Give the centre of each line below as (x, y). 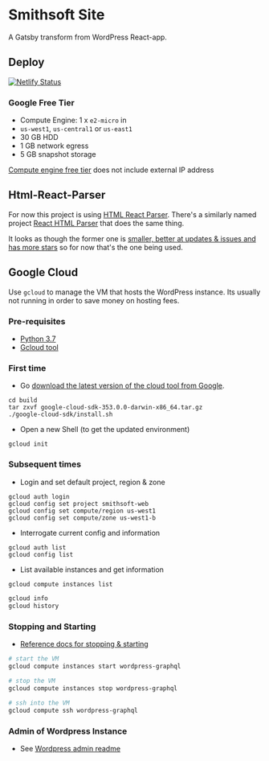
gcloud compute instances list (61, 584)
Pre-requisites (37, 321)
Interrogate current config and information (90, 533)
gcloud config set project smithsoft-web (79, 504)
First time (27, 368)
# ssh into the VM (39, 703)
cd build (23, 401)
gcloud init (28, 444)
